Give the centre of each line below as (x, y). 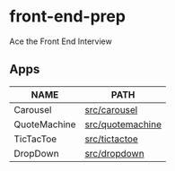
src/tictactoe (112, 139)
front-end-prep (67, 17)
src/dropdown (115, 153)
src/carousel (111, 109)
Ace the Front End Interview (61, 41)
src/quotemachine (123, 124)
